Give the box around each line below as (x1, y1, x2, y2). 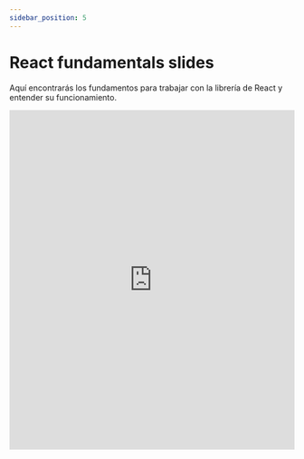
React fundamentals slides (9, 52, 214, 72)
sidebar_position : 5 (9, 13, 88, 23)
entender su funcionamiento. (9, 91, 118, 102)
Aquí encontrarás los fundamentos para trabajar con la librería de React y (9, 82, 283, 93)
